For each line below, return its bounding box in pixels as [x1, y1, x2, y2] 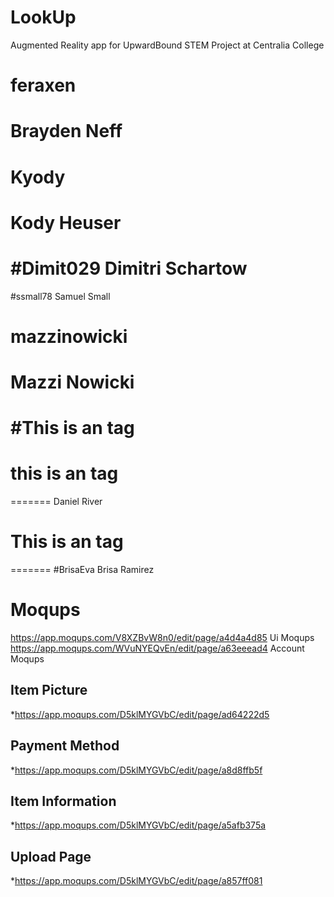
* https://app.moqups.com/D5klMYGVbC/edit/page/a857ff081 [10, 875, 263, 887]
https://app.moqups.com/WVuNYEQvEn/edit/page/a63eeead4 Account [10, 642, 305, 654]
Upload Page [10, 848, 92, 865]
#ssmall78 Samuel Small [10, 290, 111, 302]
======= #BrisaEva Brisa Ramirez [10, 564, 155, 576]
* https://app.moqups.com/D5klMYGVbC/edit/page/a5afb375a [10, 819, 267, 831]
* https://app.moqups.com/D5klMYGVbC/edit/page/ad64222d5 [10, 708, 270, 720]
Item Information [10, 793, 117, 810]
